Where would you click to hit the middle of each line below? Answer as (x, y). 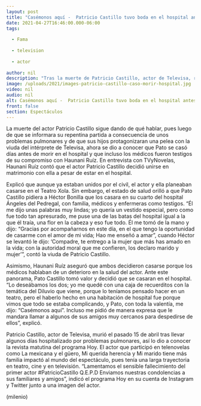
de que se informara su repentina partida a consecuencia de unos (87, 135)
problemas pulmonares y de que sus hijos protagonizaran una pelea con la (98, 142)
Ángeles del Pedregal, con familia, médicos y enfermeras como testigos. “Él (100, 204)
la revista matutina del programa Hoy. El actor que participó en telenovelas (98, 347)
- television (28, 51)
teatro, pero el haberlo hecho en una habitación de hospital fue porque (93, 298)
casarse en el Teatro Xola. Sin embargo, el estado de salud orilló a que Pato (99, 191)
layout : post (22, 12)
